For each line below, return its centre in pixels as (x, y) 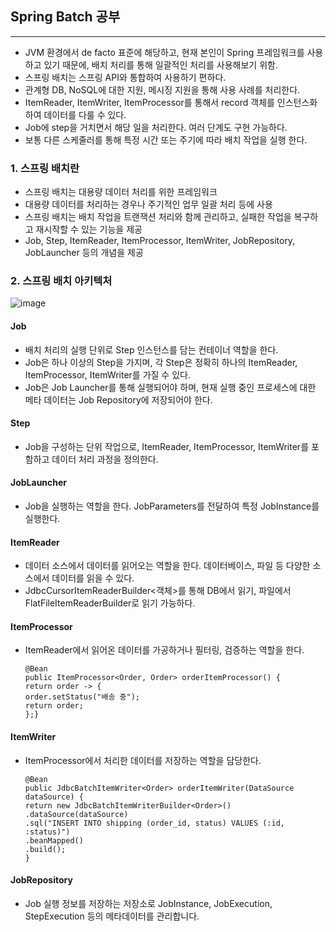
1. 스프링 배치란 (45, 168)
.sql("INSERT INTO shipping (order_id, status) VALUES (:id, (155, 823)
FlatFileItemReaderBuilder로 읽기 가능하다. (110, 603)
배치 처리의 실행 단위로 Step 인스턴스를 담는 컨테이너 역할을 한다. (151, 349)
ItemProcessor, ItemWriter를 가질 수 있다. (107, 374)
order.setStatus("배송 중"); (82, 697)
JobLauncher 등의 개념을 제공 (84, 253)
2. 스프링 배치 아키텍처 (61, 281)
